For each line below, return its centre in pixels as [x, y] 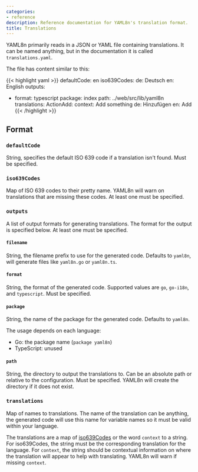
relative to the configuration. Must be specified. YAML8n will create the [92, 380]
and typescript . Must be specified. [49, 293]
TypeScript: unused [39, 348]
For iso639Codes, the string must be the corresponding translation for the [96, 444]
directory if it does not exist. [40, 387]
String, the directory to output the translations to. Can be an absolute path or [99, 374]
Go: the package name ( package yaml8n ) [63, 342]
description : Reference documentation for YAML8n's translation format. [97, 22]
